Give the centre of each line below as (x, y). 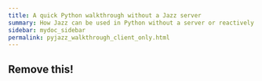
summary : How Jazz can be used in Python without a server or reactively (131, 23)
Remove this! (41, 69)
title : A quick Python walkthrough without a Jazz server (105, 15)
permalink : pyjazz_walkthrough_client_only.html (89, 37)
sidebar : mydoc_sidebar (47, 30)
